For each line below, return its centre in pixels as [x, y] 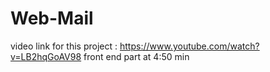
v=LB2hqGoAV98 [46, 56]
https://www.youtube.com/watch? [189, 46]
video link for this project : [64, 46]
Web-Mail [52, 18]
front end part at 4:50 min [136, 56]
